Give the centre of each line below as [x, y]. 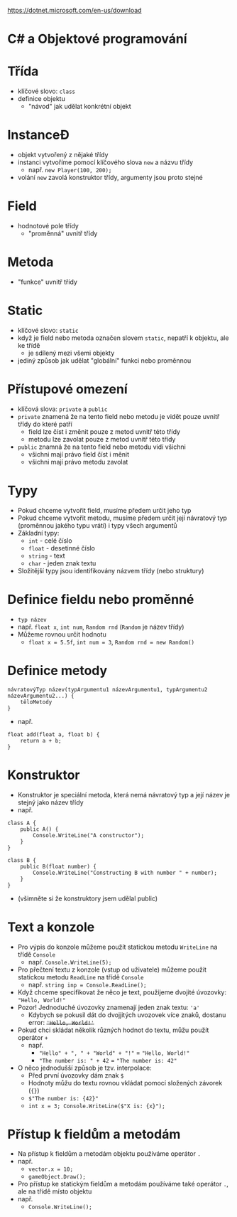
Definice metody [57, 670]
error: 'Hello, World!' [61, 1022]
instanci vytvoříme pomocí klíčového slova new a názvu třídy [105, 162]
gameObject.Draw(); [57, 1177]
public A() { [39, 829]
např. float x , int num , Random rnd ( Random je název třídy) [101, 627]
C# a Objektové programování [97, 39]
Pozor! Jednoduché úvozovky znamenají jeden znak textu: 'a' [109, 1007]
